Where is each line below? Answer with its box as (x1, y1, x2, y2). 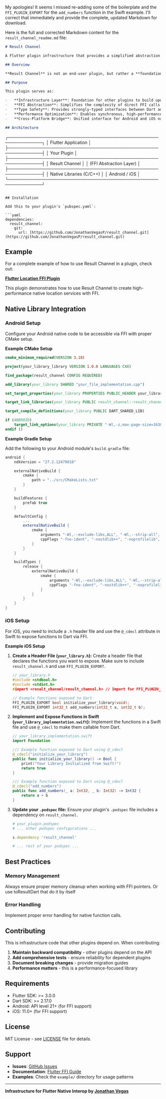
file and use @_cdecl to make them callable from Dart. (12, 724, 121, 730)
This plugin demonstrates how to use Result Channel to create (5, 285, 132, 291)
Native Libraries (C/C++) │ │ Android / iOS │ (50, 171, 141, 177)
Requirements (5, 979, 49, 988)
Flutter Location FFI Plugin (5, 275, 60, 281)
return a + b (21, 793, 48, 798)
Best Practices (5, 857, 51, 866)
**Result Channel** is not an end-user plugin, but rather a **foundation (5, 71, 163, 76)
